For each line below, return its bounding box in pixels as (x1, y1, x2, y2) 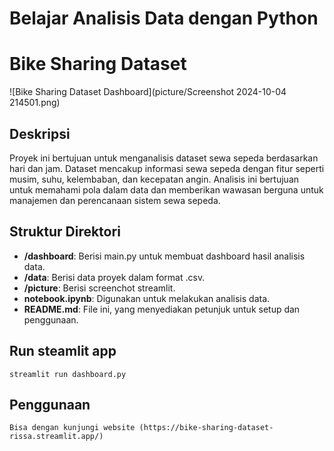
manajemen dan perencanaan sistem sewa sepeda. (9, 194, 221, 206)
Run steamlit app (9, 343, 117, 360)
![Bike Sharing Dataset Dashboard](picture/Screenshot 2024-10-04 (9, 86, 287, 98)
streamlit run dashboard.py (9, 369, 127, 379)
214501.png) (9, 97, 61, 109)
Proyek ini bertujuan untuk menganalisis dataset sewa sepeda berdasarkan (9, 152, 319, 164)
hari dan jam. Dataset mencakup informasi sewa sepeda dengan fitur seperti (9, 162, 325, 174)
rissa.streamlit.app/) (9, 432, 104, 442)
